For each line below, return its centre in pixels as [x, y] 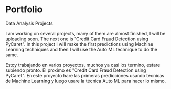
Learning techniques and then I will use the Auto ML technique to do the [81, 49]
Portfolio [24, 9]
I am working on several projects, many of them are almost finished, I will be [85, 33]
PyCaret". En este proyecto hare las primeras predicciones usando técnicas [85, 75]
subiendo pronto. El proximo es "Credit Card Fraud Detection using [76, 70]
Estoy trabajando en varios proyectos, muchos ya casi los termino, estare [83, 65]
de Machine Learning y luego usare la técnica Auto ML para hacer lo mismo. [86, 81]
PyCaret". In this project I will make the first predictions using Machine [79, 44]
